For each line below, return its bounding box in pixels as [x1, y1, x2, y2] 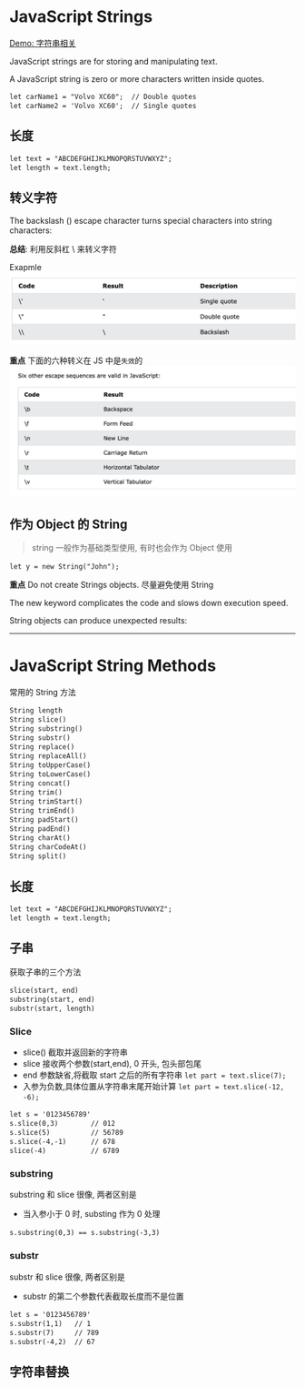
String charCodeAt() [9, 843, 88, 852]
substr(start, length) [9, 1004, 95, 1013]
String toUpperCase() [9, 761, 92, 770]
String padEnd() [9, 825, 71, 834]
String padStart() [9, 815, 79, 825]
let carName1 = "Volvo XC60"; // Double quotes [9, 92, 197, 101]
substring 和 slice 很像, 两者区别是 [9, 1190, 137, 1200]
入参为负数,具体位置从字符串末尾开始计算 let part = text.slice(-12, [22, 1081, 284, 1092]
